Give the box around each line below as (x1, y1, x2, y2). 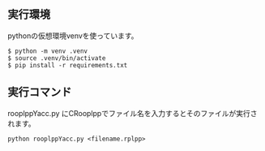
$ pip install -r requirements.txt (7, 61, 128, 69)
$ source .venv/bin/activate (7, 54, 106, 63)
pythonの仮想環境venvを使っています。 (7, 31, 139, 41)
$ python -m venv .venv (7, 47, 88, 55)
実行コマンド (7, 85, 72, 99)
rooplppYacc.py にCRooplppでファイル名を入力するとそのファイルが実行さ (7, 108, 258, 118)
